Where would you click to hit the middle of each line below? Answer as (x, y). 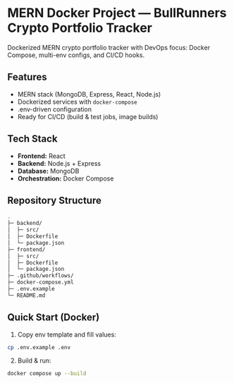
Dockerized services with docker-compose (77, 102)
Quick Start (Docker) (54, 318)
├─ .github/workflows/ (41, 276)
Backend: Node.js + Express (59, 163)
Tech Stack (32, 139)
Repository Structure (55, 200)
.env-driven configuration (55, 109)
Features (27, 77)
